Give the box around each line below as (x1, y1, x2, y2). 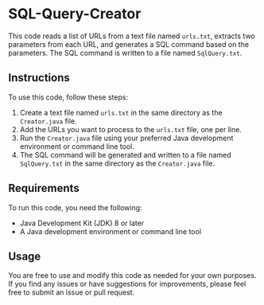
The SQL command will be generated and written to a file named (19, 150, 232, 159)
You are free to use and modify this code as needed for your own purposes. (8, 271, 257, 280)
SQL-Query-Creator (8, 5, 142, 23)
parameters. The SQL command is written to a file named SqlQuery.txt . (8, 48, 243, 57)
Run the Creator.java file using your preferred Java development (19, 133, 234, 143)
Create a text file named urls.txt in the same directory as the (19, 108, 223, 117)
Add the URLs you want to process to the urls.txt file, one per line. (19, 124, 243, 134)
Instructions (8, 71, 70, 84)
